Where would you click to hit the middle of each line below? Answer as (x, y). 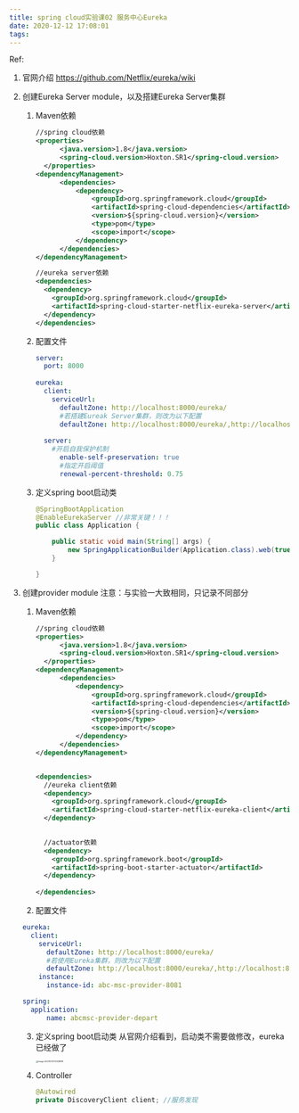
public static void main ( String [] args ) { (132, 542)
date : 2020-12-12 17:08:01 (59, 26)
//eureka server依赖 (72, 273)
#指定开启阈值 (81, 466)
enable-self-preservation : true (119, 458)
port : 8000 (64, 367)
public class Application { (87, 526)
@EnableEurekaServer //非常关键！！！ (103, 517)
